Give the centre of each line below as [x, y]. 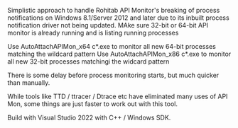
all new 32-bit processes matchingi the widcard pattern [88, 62]
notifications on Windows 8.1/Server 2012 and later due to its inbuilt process [118, 18]
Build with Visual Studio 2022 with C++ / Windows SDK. [89, 117]
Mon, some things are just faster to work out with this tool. [93, 104]
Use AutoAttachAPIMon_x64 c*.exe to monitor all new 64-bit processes [112, 46]
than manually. [29, 83]
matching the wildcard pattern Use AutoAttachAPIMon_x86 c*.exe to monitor [119, 54]
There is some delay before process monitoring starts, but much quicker [113, 75]
